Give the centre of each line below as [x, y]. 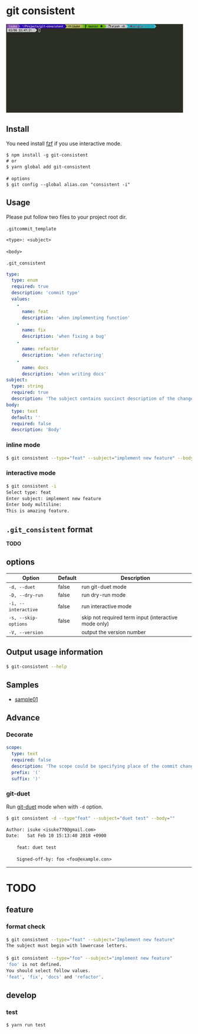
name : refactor [40, 349]
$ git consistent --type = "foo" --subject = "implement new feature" [89, 958]
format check [26, 927]
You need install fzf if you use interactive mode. [64, 143]
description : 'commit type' [46, 293]
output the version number [114, 632]
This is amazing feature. [38, 511]
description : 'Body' [37, 430]
